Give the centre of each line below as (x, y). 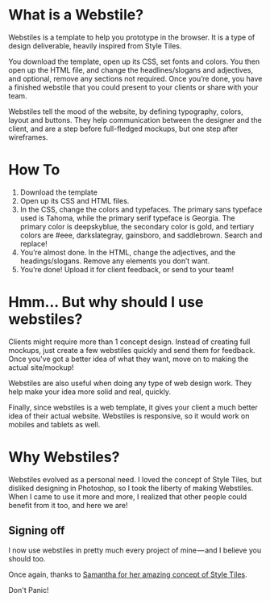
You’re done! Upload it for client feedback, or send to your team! (127, 269)
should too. (27, 558)
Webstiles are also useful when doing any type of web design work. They (130, 383)
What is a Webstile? (76, 15)
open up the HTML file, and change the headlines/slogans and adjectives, (131, 69)
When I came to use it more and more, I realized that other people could (128, 496)
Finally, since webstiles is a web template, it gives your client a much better (133, 407)
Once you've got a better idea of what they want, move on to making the (129, 359)
